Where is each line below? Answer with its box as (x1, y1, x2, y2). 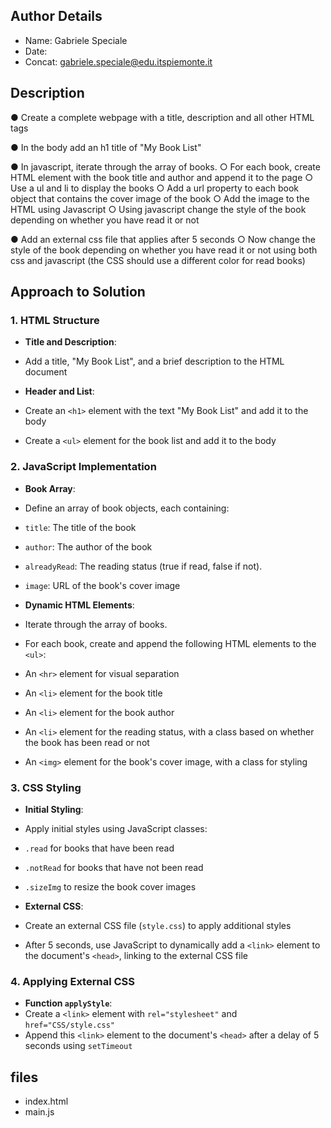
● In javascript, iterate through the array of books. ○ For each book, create (10, 160, 321, 173)
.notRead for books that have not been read (24, 861, 204, 873)
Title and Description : (24, 336, 117, 348)
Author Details (10, 8, 103, 25)
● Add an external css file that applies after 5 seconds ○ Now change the (10, 233, 316, 245)
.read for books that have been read (24, 842, 175, 854)
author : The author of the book (24, 540, 153, 553)
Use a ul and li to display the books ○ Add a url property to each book (10, 182, 300, 194)
